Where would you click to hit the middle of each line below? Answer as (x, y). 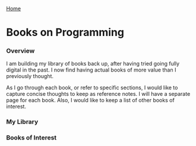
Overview (20, 51)
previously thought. (30, 76)
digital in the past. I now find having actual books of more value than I (91, 70)
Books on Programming (65, 33)
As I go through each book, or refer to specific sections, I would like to (92, 87)
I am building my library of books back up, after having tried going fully (93, 64)
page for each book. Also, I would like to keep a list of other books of (91, 100)
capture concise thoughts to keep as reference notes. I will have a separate (98, 94)
